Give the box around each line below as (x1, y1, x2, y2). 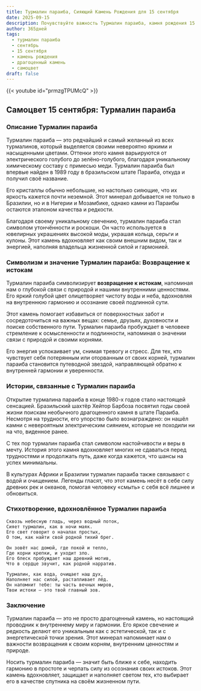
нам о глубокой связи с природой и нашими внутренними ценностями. (6, 286, 191, 293)
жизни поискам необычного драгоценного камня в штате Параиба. (6, 409, 180, 416)
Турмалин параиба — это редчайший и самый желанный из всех (6, 136, 174, 144)
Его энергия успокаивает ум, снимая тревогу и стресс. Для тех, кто (6, 348, 182, 355)
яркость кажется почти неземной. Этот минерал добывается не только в (6, 193, 195, 200)
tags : (6, 31, 20, 37)
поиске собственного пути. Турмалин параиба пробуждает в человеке (6, 323, 190, 331)
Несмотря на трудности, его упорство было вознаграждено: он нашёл (6, 415, 188, 422)
